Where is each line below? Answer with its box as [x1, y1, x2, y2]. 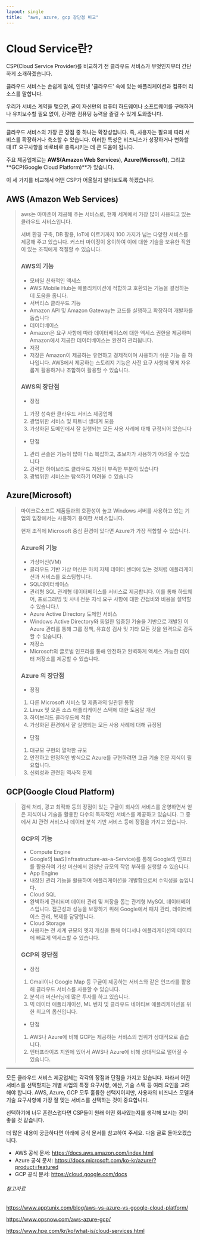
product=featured [14, 1163, 59, 1170]
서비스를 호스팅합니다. [40, 573, 92, 580]
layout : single [6, 8, 44, 15]
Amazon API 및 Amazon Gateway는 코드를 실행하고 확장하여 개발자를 [29, 307, 193, 314]
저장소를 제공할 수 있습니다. [36, 655, 100, 662]
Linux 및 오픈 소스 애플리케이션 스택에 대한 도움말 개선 [29, 707, 156, 714]
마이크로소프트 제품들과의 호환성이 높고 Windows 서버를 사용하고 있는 [20, 507, 184, 514]
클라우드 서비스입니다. [20, 218, 73, 226]
